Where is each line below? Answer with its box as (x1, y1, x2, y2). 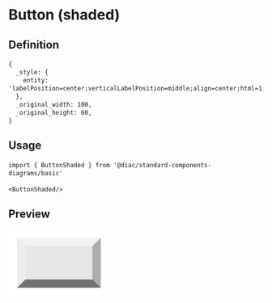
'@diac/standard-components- (113, 161, 212, 169)
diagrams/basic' (8, 169, 63, 177)
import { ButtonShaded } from (8, 161, 111, 169)
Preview (8, 208, 51, 221)
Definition (8, 38, 59, 52)
